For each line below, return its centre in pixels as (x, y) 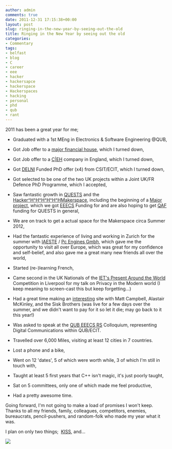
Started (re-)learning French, (43, 268)
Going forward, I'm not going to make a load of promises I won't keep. (79, 405)
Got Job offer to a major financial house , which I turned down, (78, 149)
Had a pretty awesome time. (43, 395)
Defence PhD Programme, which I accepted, (60, 185)
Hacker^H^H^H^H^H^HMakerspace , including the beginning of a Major (87, 200)
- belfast (16, 53)
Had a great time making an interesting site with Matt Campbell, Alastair (89, 298)
